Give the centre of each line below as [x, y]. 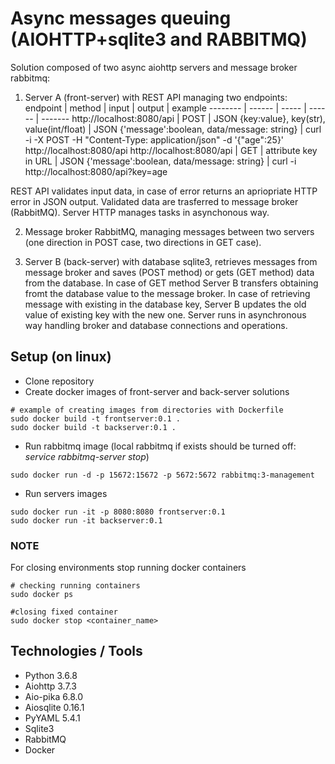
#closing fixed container [64, 612]
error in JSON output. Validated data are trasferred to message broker [154, 201]
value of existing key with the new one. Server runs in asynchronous [165, 314]
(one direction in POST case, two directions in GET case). [143, 242]
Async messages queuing [121, 18]
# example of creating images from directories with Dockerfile [147, 410]
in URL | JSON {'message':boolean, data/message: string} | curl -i [160, 161]
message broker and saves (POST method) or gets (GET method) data [169, 272]
